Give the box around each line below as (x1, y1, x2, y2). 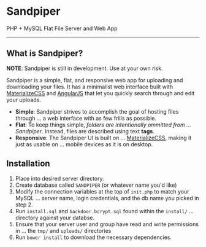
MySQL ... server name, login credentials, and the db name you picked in (15, 194, 199, 202)
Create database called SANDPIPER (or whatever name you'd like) (15, 181, 177, 189)
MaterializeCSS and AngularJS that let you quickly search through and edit (6, 89, 195, 96)
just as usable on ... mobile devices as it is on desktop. (15, 140, 153, 148)
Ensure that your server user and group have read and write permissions (15, 220, 199, 228)
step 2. (15, 201, 33, 208)
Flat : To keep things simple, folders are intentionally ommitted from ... (15, 121, 191, 128)
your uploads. (6, 96, 42, 103)
